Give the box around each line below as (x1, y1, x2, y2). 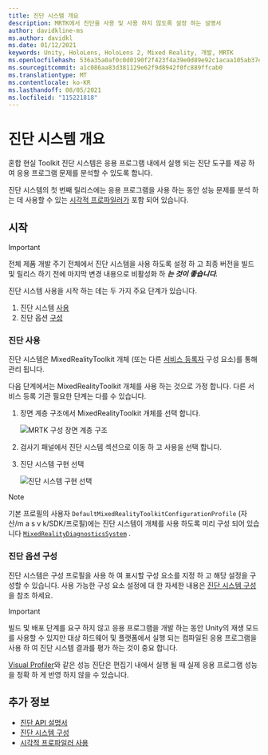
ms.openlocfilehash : (8, 57, 77, 65)
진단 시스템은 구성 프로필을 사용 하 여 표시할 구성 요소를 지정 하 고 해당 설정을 (8, 570, 249, 580)
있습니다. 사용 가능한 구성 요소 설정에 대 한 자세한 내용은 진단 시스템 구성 (31, 580, 257, 590)
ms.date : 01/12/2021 (8, 42, 77, 50)
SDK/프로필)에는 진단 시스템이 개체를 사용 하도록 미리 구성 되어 (49, 519, 245, 528)
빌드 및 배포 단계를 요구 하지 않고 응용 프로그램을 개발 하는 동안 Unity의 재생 (8, 622, 245, 632)
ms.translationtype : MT (8, 71, 88, 79)
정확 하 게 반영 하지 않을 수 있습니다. (16, 670, 129, 679)
